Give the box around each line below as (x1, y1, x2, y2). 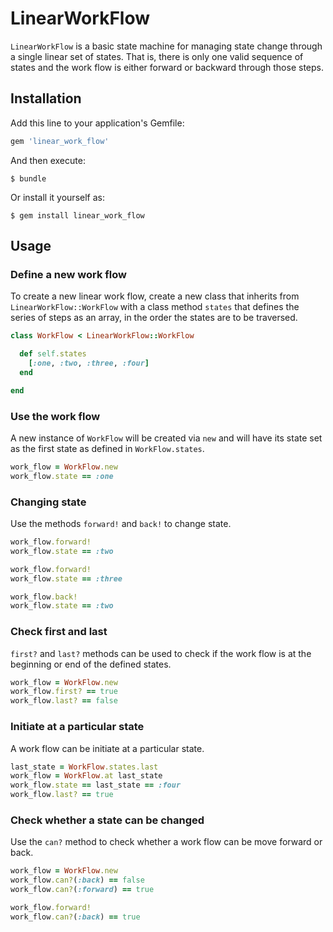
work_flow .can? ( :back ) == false (10, 875, 145, 886)
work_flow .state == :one (10, 471, 114, 481)
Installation (10, 90, 82, 107)
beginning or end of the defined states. (10, 658, 172, 670)
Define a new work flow (10, 267, 127, 281)
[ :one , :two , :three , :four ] (28, 358, 150, 369)
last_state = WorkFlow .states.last (10, 762, 159, 772)
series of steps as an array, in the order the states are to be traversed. (10, 312, 298, 324)
